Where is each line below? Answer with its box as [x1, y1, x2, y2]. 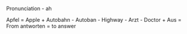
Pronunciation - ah [6, 5, 52, 12]
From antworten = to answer [6, 23, 76, 29]
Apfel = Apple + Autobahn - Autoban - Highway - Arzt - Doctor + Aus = [6, 16, 182, 23]
